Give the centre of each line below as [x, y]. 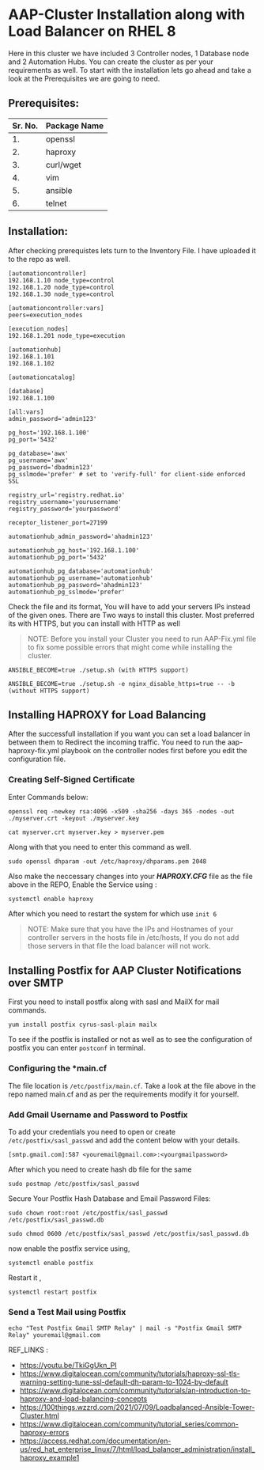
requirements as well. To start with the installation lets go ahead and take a [130, 70]
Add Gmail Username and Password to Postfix [98, 1115]
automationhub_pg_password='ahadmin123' [76, 585]
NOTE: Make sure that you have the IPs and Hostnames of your [130, 929]
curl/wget [63, 165]
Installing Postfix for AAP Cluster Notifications [125, 971]
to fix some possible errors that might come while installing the [130, 647]
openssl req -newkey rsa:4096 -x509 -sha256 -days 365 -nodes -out [122, 811]
